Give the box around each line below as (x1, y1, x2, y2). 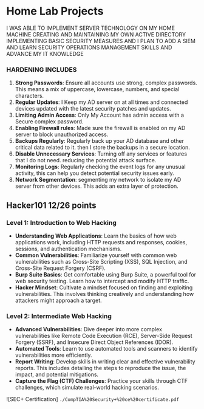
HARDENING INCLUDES (6, 65, 77, 74)
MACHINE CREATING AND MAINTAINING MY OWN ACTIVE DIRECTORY (6, 30, 186, 38)
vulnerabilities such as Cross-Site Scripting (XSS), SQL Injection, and (15, 258, 188, 265)
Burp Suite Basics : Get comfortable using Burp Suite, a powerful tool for (15, 270, 196, 278)
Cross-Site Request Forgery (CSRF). (15, 264, 106, 272)
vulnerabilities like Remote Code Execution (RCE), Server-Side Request (15, 332, 192, 340)
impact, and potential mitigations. (15, 371, 99, 378)
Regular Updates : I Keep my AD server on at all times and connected (15, 98, 188, 106)
